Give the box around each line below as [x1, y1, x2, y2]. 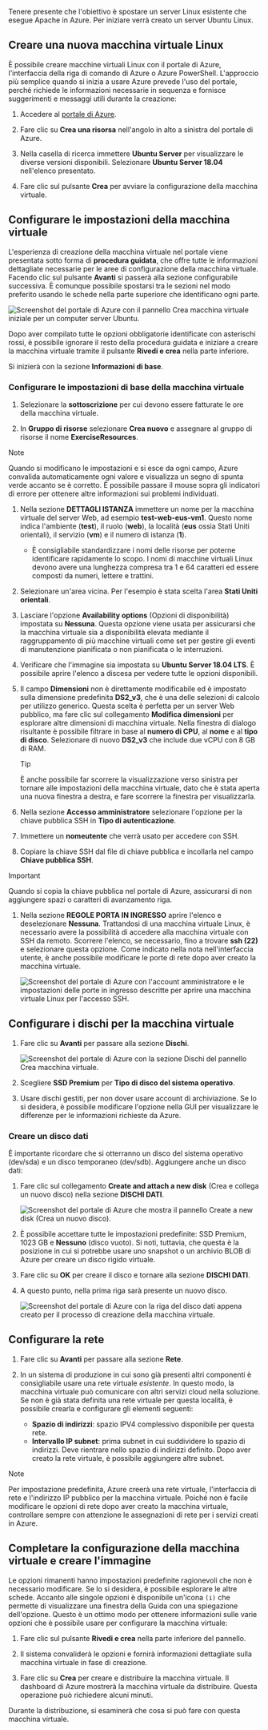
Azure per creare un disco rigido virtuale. [19, 1255, 156, 1265]
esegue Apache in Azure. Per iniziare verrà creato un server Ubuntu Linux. [8, 15, 254, 25]
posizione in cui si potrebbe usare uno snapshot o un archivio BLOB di [19, 1246, 251, 1256]
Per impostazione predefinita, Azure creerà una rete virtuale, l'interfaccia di [8, 1484, 257, 1494]
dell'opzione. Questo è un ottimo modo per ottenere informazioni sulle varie [8, 1609, 258, 1619]
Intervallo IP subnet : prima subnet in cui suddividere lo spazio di [31, 1436, 246, 1446]
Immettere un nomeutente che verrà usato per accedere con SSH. [19, 831, 240, 840]
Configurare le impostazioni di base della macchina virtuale [8, 381, 245, 392]
